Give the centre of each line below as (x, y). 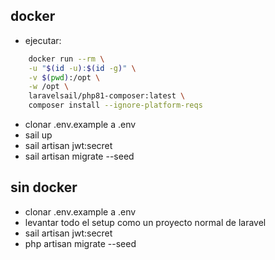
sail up (38, 135)
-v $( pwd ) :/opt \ (64, 77)
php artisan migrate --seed (80, 243)
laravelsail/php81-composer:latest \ (107, 96)
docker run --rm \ (66, 59)
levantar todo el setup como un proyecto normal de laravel (145, 222)
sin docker (44, 187)
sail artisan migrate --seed (79, 156)
